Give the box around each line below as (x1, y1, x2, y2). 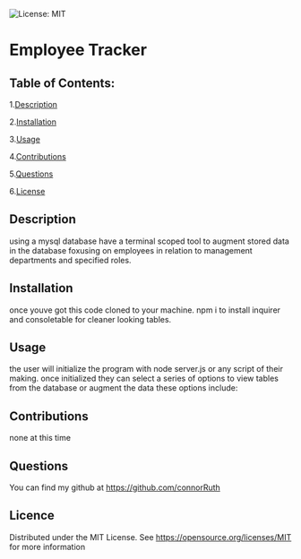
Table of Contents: (9, 75, 116, 90)
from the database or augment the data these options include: (9, 383, 238, 393)
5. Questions (9, 168, 54, 179)
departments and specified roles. (9, 254, 132, 265)
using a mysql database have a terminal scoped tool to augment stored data (9, 236, 289, 246)
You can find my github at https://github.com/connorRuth (9, 482, 221, 493)
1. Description (9, 99, 58, 109)
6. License (9, 186, 46, 196)
